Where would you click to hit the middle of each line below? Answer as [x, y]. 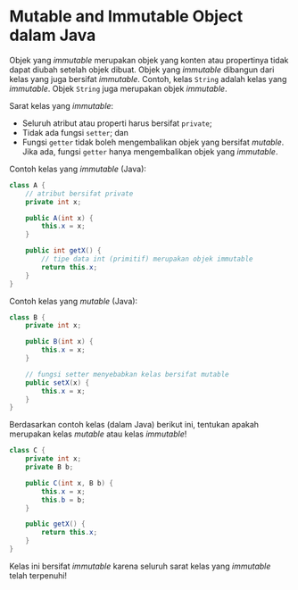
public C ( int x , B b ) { [70, 483]
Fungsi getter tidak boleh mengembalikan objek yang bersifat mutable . [153, 142]
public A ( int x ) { [59, 218]
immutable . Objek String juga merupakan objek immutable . [118, 88]
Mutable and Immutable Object [126, 17]
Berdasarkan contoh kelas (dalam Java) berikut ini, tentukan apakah [134, 425]
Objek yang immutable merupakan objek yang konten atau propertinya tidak [149, 60]
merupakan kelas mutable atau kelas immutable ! [98, 434]
